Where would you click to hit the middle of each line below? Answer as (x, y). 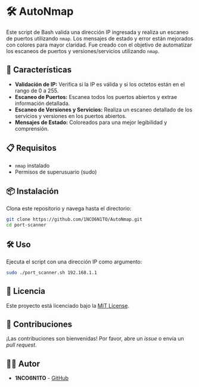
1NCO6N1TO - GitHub (42, 378)
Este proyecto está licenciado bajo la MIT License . (68, 305)
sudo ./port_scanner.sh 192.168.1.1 (52, 273)
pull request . (21, 345)
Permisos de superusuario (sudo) (56, 172)
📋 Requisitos (31, 148)
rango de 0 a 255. (37, 91)
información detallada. (42, 103)
